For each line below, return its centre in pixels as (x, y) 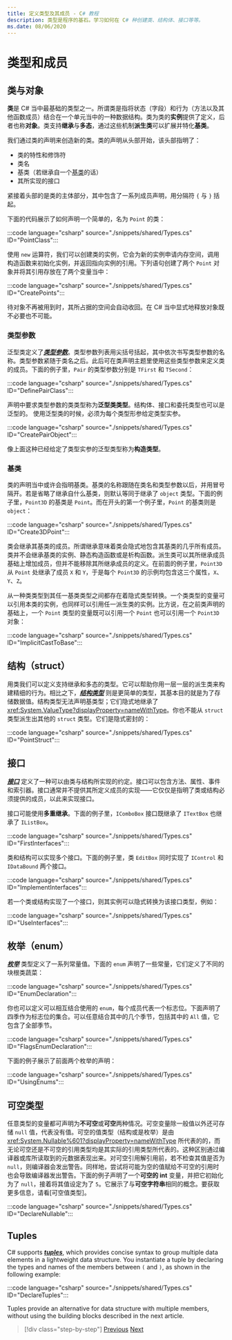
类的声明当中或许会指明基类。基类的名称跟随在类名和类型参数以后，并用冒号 (116, 484)
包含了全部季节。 (31, 1025)
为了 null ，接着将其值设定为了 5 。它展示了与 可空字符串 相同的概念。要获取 (113, 1184)
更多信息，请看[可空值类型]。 (49, 1193)
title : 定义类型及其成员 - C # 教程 (53, 13)
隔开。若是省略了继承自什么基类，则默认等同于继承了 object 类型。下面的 (112, 493)
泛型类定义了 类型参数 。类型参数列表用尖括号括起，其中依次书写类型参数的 (113, 352)
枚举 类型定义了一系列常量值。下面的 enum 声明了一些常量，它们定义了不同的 (116, 964)
